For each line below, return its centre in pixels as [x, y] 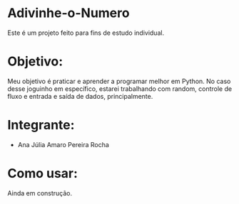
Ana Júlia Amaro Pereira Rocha [63, 144]
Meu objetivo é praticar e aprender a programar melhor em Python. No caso [119, 81]
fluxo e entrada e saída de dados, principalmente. [80, 96]
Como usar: [43, 173]
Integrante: [41, 125]
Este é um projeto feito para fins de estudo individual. [86, 33]
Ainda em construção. [40, 193]
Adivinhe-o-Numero [68, 13]
